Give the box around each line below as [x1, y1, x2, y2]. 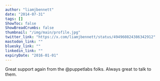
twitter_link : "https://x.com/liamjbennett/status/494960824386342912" [5, 35, 156, 40]
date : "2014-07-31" [5, 12, 45, 17]
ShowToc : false [5, 21, 37, 26]
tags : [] [5, 16, 23, 21]
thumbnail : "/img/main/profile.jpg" [5, 30, 80, 35]
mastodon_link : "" [5, 39, 43, 44]
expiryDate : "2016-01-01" [5, 53, 58, 58]
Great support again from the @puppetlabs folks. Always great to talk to [5, 66, 152, 72]
